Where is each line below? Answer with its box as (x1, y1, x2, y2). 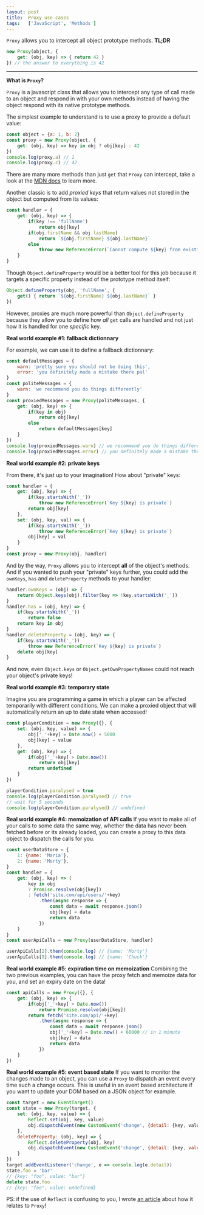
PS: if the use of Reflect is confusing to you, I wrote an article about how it (6, 1196, 193, 1203)
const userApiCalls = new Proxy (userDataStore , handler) (6, 938, 154, 944)
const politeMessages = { (6, 381, 72, 387)
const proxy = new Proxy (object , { (6, 137, 97, 143)
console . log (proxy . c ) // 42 (6, 159, 78, 166)
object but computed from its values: (6, 195, 98, 203)
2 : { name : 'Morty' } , (17, 858, 69, 865)
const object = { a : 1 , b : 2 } (6, 131, 80, 138)
